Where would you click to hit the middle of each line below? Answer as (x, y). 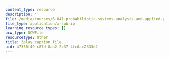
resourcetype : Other (27, 38)
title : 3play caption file (33, 42)
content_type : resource (30, 10)
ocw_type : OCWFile (24, 33)
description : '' (22, 14)
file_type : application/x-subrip (40, 24)
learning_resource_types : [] (36, 28)
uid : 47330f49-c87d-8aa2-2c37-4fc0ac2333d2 (52, 47)
